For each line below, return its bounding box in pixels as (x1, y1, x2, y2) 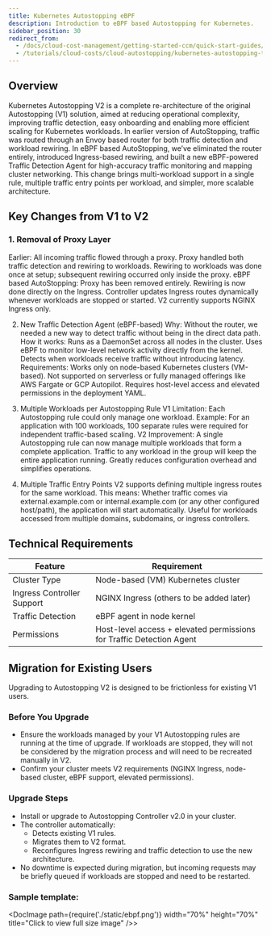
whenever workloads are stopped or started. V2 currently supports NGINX (8, 295, 256, 305)
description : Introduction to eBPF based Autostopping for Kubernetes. (8, 19, 254, 27)
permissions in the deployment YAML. (19, 388, 147, 398)
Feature (35, 561, 66, 572)
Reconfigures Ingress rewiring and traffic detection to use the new (31, 845, 252, 855)
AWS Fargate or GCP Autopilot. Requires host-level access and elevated (19, 379, 260, 389)
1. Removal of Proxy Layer (8, 234, 111, 245)
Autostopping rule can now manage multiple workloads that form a (19, 437, 242, 448)
